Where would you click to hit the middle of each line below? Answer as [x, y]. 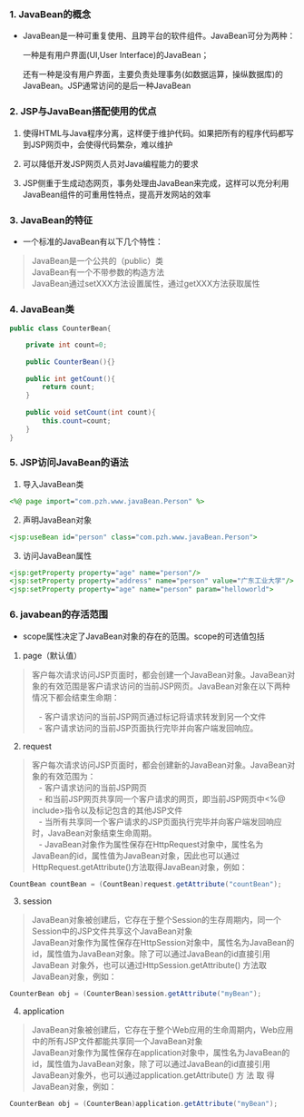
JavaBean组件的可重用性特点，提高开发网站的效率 [117, 194]
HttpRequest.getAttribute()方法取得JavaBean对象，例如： [139, 867]
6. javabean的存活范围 [59, 614]
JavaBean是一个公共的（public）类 [97, 260]
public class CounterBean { [60, 328]
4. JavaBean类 [42, 309]
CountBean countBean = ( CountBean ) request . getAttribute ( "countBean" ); [146, 884]
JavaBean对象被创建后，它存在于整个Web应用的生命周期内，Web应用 [162, 1030]
